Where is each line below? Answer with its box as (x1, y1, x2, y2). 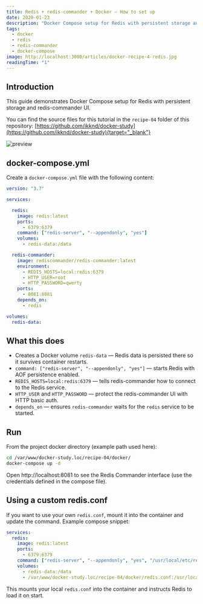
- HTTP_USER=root (22, 274, 66, 281)
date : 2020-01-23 (6, 14, 50, 21)
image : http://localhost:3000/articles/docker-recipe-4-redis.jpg (6, 54, 177, 60)
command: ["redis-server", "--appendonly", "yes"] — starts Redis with (14, 365, 195, 372)
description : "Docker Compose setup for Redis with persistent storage (6, 20, 190, 26)
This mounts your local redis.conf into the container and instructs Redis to (6, 585, 192, 593)
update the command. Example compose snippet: (6, 518, 130, 525)
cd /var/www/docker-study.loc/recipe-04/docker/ (6, 455, 131, 461)
